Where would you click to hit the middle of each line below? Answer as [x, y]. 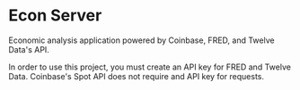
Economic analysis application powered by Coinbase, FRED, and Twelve [141, 40]
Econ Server [55, 16]
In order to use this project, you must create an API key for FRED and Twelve [150, 67]
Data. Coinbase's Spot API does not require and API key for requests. [136, 76]
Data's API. [29, 49]
